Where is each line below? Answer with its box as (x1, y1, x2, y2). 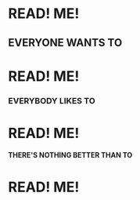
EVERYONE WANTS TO (8, 36, 123, 49)
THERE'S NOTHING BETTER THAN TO (8, 151, 133, 160)
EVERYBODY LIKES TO (8, 95, 95, 106)
